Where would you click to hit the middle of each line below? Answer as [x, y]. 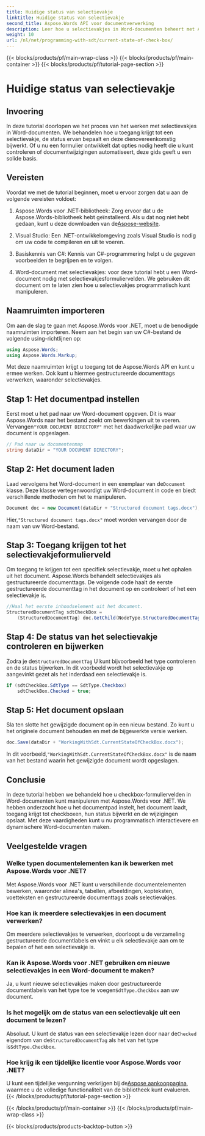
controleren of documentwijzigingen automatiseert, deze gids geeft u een [99, 152]
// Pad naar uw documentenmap [45, 444]
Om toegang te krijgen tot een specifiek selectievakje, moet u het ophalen [99, 570]
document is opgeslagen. [38, 433]
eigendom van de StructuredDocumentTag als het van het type [82, 1040]
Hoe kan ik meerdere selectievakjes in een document [86, 913]
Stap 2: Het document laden [60, 469]
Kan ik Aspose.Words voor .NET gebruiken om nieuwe [88, 963]
